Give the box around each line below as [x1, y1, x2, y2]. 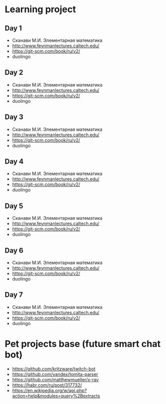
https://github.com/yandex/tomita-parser [12, 371, 98, 377]
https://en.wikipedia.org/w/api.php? [12, 387, 87, 393]
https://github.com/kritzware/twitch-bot [12, 365, 96, 372]
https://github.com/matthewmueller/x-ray [12, 377, 99, 383]
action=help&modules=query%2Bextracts [12, 393, 100, 399]
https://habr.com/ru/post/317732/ [12, 382, 82, 388]
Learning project [5, 4, 76, 15]
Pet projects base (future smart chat [5, 338, 161, 350]
